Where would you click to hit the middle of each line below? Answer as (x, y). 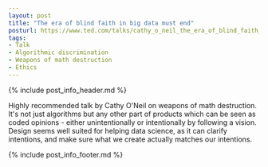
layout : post (30, 16)
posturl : (23, 30)
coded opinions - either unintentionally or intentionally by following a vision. (132, 122)
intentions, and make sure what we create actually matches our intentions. (130, 139)
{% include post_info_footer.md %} (66, 154)
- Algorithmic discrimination (59, 52)
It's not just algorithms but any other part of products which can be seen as (132, 114)
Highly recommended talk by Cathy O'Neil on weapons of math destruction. (133, 105)
